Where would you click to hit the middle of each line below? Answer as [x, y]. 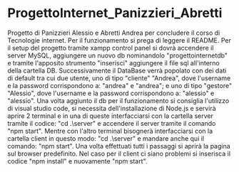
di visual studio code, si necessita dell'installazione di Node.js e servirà [112, 108]
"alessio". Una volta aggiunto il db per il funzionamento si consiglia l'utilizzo [118, 100]
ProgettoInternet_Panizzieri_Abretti [115, 13]
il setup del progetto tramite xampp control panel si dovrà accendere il [111, 48]
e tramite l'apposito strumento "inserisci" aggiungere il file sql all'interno [113, 63]
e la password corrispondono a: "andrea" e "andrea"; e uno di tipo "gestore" [120, 85]
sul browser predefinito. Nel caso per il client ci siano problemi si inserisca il [119, 154]
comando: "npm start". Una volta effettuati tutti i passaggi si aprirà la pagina [119, 146]
